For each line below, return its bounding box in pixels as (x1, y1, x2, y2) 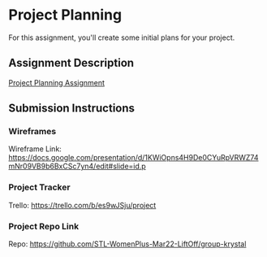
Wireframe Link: (8, 144, 62, 154)
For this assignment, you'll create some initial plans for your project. (8, 33, 235, 42)
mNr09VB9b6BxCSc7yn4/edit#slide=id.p (8, 161, 146, 172)
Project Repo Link (8, 220, 80, 232)
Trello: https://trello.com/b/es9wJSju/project (8, 200, 157, 210)
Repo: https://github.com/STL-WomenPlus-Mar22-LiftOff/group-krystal (8, 239, 247, 249)
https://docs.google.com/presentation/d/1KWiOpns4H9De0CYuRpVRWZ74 (8, 153, 259, 163)
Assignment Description (8, 56, 135, 70)
